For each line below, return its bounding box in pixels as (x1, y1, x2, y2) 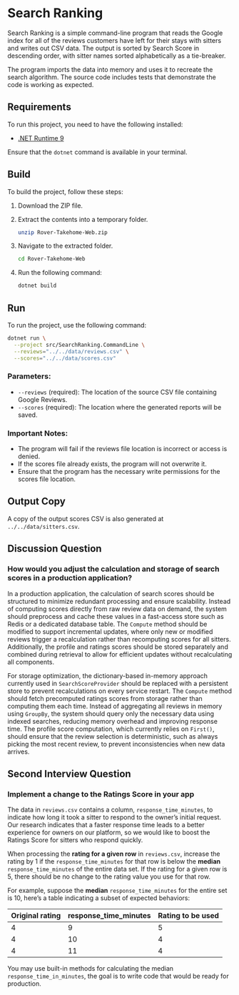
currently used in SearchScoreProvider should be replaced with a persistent (7, 679, 228, 687)
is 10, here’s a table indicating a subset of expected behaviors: (7, 894, 190, 902)
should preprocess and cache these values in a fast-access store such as (7, 612, 224, 620)
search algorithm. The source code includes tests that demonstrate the (7, 73, 216, 81)
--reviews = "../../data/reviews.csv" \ (14, 348, 130, 355)
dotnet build (17, 282, 57, 290)
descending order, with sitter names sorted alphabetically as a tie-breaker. (7, 51, 226, 60)
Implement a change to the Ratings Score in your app (7, 789, 195, 799)
